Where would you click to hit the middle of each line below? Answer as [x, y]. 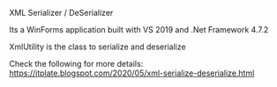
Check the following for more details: [76, 64]
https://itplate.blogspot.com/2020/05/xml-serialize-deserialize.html [132, 73]
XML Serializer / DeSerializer [61, 13]
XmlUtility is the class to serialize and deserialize [98, 47]
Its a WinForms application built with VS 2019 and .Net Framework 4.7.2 [139, 29]
